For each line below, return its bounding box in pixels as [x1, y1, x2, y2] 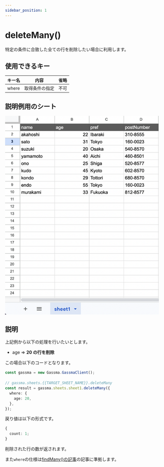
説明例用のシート [5, 103, 57, 111]
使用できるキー [5, 62, 50, 70]
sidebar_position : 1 [5, 8, 47, 13]
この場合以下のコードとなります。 [5, 360, 73, 366]
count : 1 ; [9, 431, 29, 436]
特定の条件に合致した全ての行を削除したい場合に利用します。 [5, 46, 129, 52]
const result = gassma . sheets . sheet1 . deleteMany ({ [5, 386, 110, 391]
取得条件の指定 [24, 86, 55, 91]
